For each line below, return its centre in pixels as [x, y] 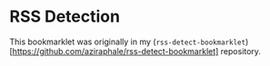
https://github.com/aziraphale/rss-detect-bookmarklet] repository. [137, 51]
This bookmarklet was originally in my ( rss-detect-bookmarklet [128, 42]
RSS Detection [65, 17]
